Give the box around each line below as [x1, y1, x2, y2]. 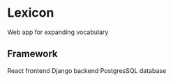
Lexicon [7, 5, 54, 21]
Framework [7, 48, 58, 60]
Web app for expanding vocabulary [7, 28, 109, 36]
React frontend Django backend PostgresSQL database [7, 66, 167, 74]
